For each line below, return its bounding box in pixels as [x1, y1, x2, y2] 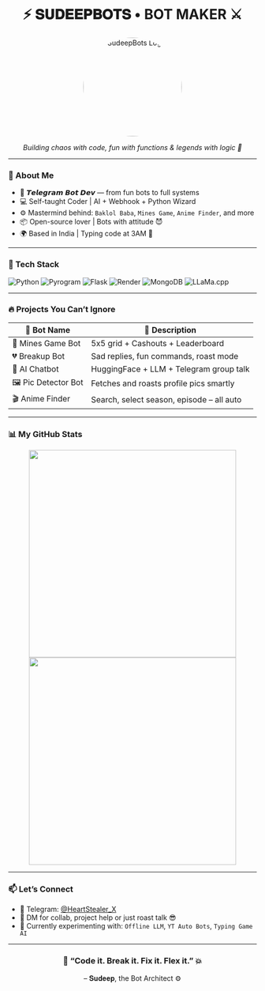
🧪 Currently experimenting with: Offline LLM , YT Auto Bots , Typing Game [19, 921, 253, 931]
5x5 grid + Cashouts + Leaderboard [90, 337, 225, 349]
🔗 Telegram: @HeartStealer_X [19, 905, 117, 914]
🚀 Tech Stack [8, 259, 60, 270]
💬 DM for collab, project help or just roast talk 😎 [19, 913, 177, 922]
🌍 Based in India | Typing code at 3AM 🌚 [19, 229, 154, 239]
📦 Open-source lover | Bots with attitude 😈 [19, 217, 163, 227]
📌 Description [144, 324, 197, 335]
